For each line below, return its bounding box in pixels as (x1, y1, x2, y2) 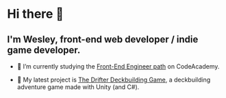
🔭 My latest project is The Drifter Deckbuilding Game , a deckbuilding (16, 75, 211, 84)
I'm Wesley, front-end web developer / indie (7, 34, 199, 45)
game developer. (7, 44, 81, 56)
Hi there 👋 (7, 6, 64, 22)
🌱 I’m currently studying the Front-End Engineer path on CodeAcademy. (16, 62, 220, 71)
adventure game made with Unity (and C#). (16, 83, 140, 91)
